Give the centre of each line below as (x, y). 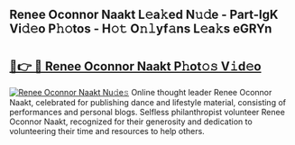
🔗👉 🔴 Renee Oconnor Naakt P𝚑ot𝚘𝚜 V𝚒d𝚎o (135, 66)
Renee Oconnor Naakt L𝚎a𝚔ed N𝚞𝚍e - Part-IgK (144, 15)
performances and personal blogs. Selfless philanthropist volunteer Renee (147, 112)
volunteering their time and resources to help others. (107, 131)
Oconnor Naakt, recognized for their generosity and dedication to (131, 122)
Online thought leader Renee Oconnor (201, 92)
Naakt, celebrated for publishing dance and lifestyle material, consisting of (148, 102)
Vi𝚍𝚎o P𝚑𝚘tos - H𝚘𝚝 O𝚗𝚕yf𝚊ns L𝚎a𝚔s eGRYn (141, 29)
